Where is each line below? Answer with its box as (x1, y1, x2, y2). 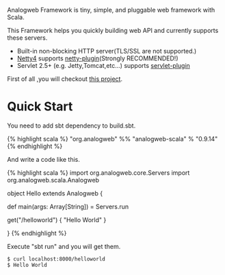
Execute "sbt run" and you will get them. (7, 242, 121, 250)
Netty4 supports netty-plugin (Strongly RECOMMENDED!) (16, 54, 178, 62)
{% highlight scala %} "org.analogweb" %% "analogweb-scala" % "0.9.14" (7, 134, 218, 143)
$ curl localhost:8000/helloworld (7, 255, 106, 263)
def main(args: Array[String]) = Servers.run (7, 202, 129, 211)
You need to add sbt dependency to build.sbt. (7, 121, 136, 130)
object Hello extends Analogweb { (7, 189, 103, 198)
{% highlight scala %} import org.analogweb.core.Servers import (7, 168, 190, 177)
